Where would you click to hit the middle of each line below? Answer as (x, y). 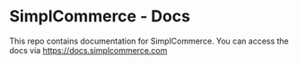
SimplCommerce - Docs (100, 16)
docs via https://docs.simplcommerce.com (88, 50)
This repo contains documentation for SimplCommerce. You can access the (149, 41)
